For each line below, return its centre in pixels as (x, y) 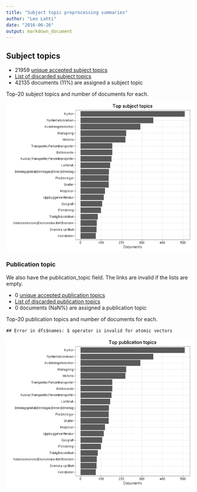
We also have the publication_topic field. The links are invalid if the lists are (97, 277)
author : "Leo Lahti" (32, 19)
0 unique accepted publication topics (60, 295)
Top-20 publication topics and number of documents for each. (82, 319)
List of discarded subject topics (53, 76)
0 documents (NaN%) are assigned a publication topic (81, 308)
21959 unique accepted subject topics (61, 70)
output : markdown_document (39, 31)
